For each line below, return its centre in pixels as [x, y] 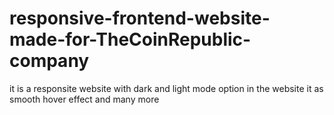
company [49, 61]
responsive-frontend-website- [140, 18]
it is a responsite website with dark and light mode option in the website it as [166, 88]
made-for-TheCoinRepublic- [130, 39]
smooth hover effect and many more [84, 99]
